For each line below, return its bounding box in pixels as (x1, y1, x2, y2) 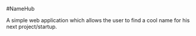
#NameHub (6, 5, 35, 12)
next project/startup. (6, 23, 57, 30)
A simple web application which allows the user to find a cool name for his (6, 17, 190, 23)
